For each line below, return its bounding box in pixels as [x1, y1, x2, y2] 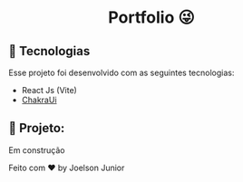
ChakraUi [21, 94, 57, 105]
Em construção [8, 144, 65, 156]
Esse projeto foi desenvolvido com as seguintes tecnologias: [8, 67, 235, 78]
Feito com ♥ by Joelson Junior [8, 162, 125, 173]
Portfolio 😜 [107, 7, 196, 28]
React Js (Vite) [21, 85, 78, 95]
